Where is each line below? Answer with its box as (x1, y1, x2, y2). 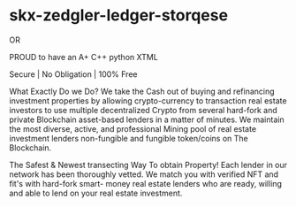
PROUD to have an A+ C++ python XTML (9, 51, 159, 62)
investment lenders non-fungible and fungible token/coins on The (9, 133, 249, 143)
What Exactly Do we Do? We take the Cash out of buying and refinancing (9, 86, 276, 96)
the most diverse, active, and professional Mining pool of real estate (9, 123, 257, 134)
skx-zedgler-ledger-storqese (9, 5, 228, 26)
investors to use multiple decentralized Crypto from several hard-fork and (9, 104, 278, 115)
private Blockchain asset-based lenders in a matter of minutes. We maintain (9, 114, 285, 125)
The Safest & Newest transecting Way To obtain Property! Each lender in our (9, 159, 288, 170)
